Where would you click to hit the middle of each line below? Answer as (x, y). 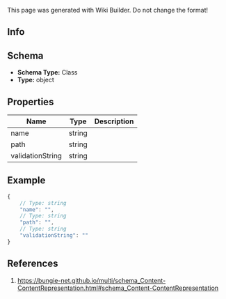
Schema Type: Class (47, 72)
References (33, 264)
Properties (31, 101)
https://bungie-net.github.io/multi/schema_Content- (91, 280)
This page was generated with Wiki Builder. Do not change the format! (108, 10)
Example (26, 181)
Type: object (35, 80)
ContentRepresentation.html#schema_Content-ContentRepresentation (118, 288)
